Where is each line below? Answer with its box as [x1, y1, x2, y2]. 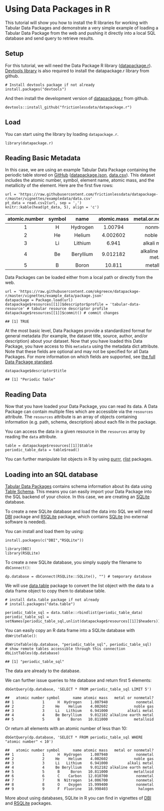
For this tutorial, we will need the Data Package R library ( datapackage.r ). [5, 62, 152, 68]
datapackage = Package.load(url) [5, 298, 73, 303]
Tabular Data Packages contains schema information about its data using [5, 483, 152, 489]
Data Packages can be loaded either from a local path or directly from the [5, 275, 153, 280]
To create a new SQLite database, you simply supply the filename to [5, 559, 142, 565]
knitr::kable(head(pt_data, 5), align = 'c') [5, 205, 99, 210]
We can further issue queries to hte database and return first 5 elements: [5, 678, 152, 683]
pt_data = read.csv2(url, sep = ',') [5, 201, 82, 205]
